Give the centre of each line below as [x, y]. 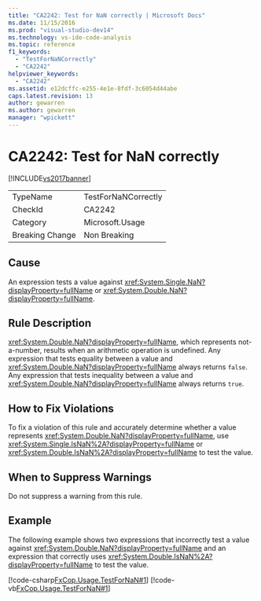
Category [29, 222]
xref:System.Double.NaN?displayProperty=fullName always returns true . [126, 384]
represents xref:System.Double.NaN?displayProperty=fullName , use [119, 436]
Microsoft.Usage [114, 222]
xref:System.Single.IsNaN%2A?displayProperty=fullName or [105, 444]
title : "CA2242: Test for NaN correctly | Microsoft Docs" [107, 15]
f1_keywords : [29, 52]
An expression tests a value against [66, 282]
